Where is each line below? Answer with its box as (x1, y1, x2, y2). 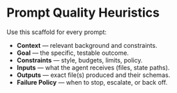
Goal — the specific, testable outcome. (16, 49, 130, 57)
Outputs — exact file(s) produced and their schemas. (16, 71, 171, 79)
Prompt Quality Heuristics (6, 5, 160, 21)
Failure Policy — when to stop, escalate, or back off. (16, 78, 168, 86)
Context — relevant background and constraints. (16, 41, 157, 49)
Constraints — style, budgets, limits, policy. (16, 56, 143, 64)
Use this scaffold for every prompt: (6, 28, 107, 36)
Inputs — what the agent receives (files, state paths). (16, 63, 170, 71)
